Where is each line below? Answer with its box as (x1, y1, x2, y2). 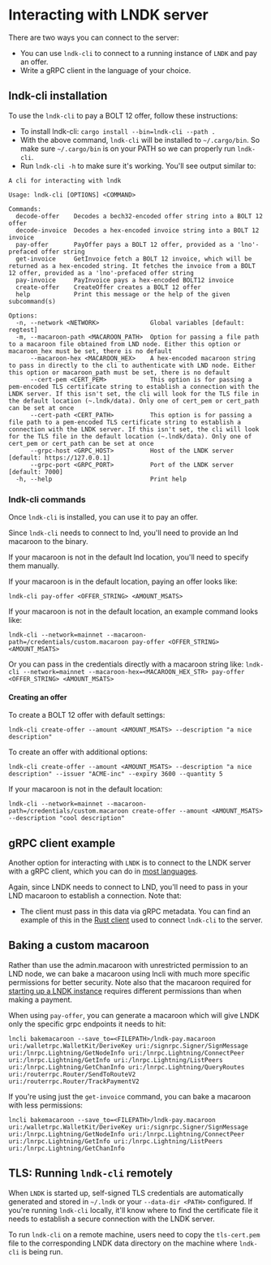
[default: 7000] (8, 468, 63, 476)
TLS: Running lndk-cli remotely (8, 1167, 173, 1181)
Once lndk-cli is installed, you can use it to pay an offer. (8, 512, 199, 522)
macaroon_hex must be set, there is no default (8, 347, 173, 355)
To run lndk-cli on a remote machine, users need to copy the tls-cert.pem (8, 1229, 260, 1239)
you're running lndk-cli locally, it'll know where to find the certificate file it (8, 1205, 259, 1215)
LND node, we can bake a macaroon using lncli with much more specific (8, 969, 250, 978)
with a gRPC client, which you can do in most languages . (8, 866, 199, 876)
